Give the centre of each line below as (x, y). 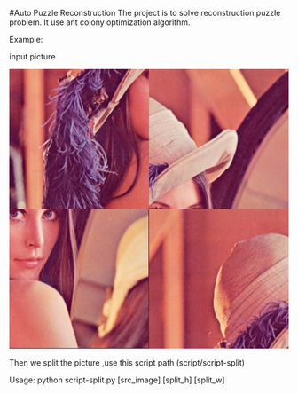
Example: (26, 39)
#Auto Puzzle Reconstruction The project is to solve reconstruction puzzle (145, 13)
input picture (32, 56)
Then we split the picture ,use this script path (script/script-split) (127, 362)
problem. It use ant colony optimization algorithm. (100, 22)
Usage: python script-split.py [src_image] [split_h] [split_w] (117, 380)
